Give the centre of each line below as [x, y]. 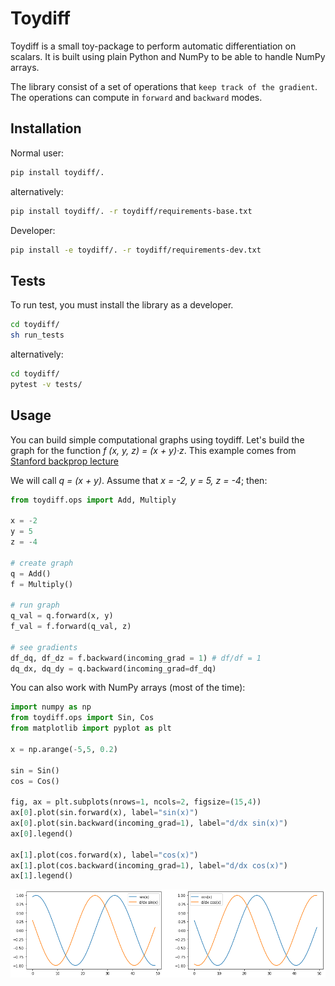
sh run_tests [37, 335]
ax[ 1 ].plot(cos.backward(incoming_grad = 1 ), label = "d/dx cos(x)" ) [149, 865]
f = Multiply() [42, 584]
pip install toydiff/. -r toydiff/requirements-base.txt [131, 211]
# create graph [42, 563]
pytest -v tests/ [46, 384]
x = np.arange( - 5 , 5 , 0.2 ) [64, 749]
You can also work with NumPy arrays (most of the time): [128, 688]
